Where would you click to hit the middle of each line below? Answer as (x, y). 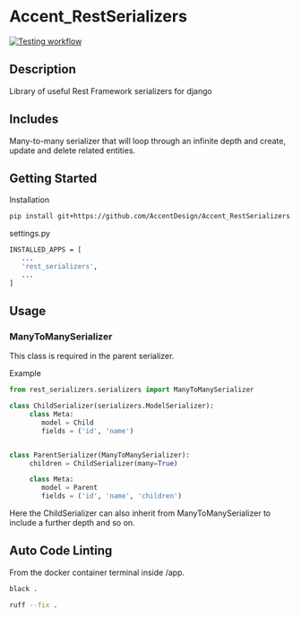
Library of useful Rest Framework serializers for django (111, 90)
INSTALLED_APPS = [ (46, 250)
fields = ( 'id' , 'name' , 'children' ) (112, 496)
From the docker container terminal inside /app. (97, 572)
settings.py (30, 234)
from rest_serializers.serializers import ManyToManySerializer (132, 390)
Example (26, 373)
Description (43, 69)
